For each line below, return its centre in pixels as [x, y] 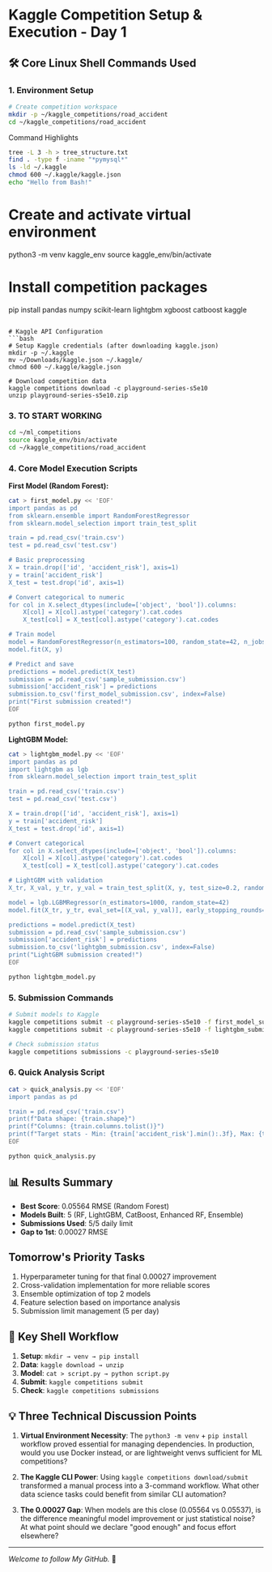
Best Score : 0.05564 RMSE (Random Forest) [95, 1206]
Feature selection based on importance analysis [100, 1302]
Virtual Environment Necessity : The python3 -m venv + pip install [134, 1436]
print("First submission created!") [70, 702]
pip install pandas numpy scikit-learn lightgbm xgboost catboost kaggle [127, 309]
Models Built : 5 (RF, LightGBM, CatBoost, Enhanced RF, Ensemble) [132, 1214]
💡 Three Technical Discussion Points [102, 1416]
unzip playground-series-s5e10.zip [68, 395]
